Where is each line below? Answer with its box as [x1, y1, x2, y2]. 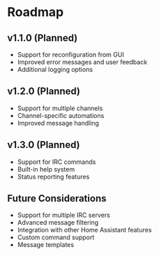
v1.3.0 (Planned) [7, 139, 80, 151]
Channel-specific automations [17, 111, 105, 119]
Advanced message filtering [17, 218, 99, 227]
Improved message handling [17, 119, 100, 127]
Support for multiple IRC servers [17, 211, 110, 220]
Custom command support [17, 233, 95, 241]
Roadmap [7, 4, 64, 20]
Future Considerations [7, 193, 107, 204]
